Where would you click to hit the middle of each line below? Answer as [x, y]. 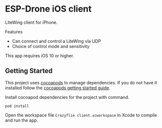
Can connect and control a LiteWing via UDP [56, 41]
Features [14, 32]
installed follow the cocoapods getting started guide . [58, 88]
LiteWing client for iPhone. [31, 22]
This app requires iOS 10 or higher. [40, 56]
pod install [17, 106]
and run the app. [22, 120]
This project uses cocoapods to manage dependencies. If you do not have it [81, 82]
